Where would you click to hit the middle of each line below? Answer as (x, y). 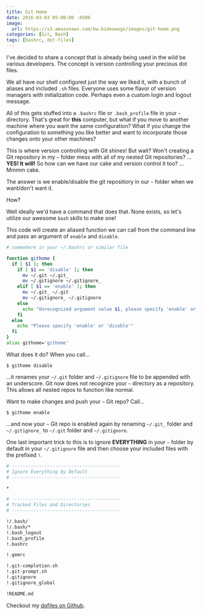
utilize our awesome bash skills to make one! (61, 218)
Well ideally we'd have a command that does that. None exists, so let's (94, 212)
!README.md (20, 594)
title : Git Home (27, 12)
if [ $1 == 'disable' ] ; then (55, 270)
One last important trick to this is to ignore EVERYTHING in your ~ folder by (100, 442)
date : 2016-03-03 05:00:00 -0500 (48, 18)
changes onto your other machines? (51, 139)
